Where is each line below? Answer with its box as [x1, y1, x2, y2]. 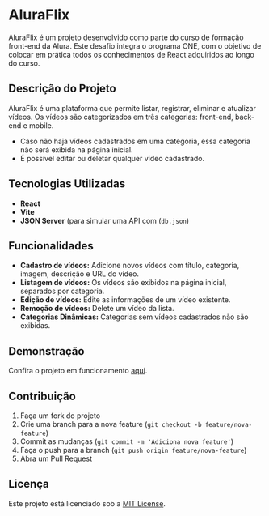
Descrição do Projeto [8, 82, 116, 96]
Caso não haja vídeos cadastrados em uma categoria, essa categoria [19, 136, 250, 146]
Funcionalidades [8, 239, 95, 253]
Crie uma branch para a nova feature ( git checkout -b [19, 420, 202, 429]
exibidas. [19, 321, 51, 330]
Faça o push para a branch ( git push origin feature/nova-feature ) [19, 446, 247, 454]
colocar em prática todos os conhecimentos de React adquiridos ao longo [8, 49, 254, 59]
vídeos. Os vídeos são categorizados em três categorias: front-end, [8, 112, 234, 122]
